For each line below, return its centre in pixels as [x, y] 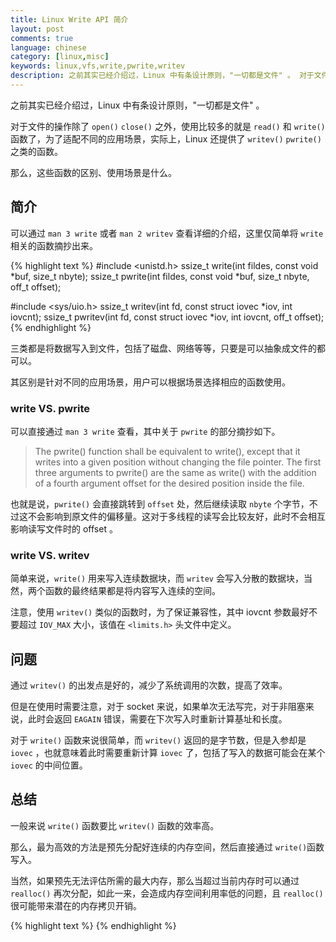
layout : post [37, 29]
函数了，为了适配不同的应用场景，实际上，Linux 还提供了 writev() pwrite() [166, 138]
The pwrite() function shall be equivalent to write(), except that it [167, 451]
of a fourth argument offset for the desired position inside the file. [169, 483]
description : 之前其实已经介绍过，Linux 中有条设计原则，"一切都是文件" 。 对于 [162, 76]
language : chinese [48, 47]
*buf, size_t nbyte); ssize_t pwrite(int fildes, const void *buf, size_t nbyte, [160, 276]
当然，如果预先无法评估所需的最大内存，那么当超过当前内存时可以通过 [155, 880]
